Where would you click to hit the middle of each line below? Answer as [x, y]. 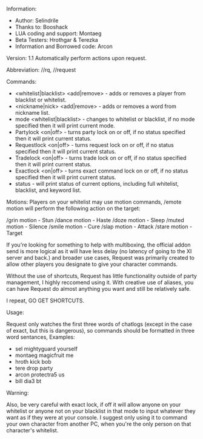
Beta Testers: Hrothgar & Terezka [56, 40]
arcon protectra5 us [40, 375]
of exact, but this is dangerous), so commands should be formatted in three [101, 331]
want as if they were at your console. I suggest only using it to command [97, 417]
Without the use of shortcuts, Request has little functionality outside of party [101, 276]
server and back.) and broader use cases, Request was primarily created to [101, 258]
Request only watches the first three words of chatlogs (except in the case [99, 324]
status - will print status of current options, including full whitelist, [97, 184]
